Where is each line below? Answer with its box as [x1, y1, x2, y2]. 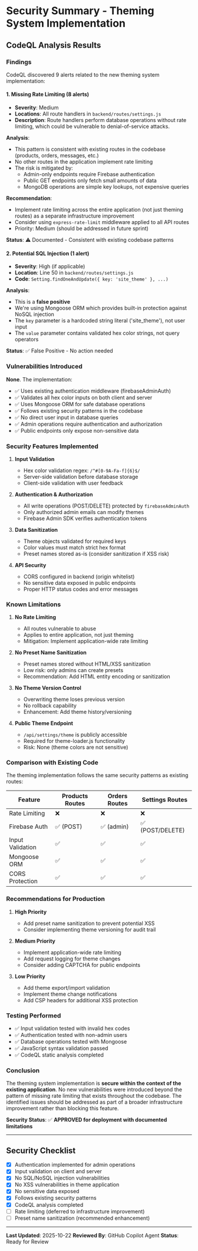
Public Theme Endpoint [14, 720, 74, 727]
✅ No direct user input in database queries [14, 414, 119, 421]
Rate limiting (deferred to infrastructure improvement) [14, 1207, 145, 1215]
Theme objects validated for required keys [23, 538, 127, 545]
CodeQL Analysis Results [6, 40, 101, 50]
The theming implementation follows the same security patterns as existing [6, 772, 189, 779]
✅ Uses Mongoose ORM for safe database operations [14, 400, 146, 407]
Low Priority [14, 973, 45, 980]
